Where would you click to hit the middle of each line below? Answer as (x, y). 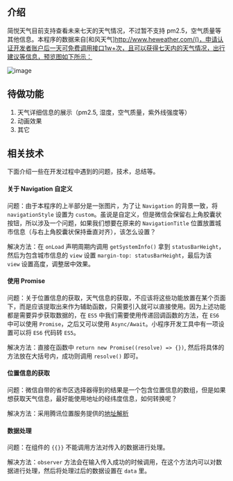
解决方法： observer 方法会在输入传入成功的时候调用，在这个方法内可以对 (112, 462)
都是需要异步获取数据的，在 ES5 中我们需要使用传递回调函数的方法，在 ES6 (113, 315)
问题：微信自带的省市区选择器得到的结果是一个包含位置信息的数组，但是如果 (116, 390)
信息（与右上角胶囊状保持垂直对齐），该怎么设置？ (84, 231)
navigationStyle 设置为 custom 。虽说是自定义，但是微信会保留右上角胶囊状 (114, 214)
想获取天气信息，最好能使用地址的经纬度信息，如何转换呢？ (92, 399)
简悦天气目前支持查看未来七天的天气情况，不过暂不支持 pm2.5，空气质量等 (114, 31)
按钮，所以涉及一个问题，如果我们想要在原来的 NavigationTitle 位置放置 (111, 223)
